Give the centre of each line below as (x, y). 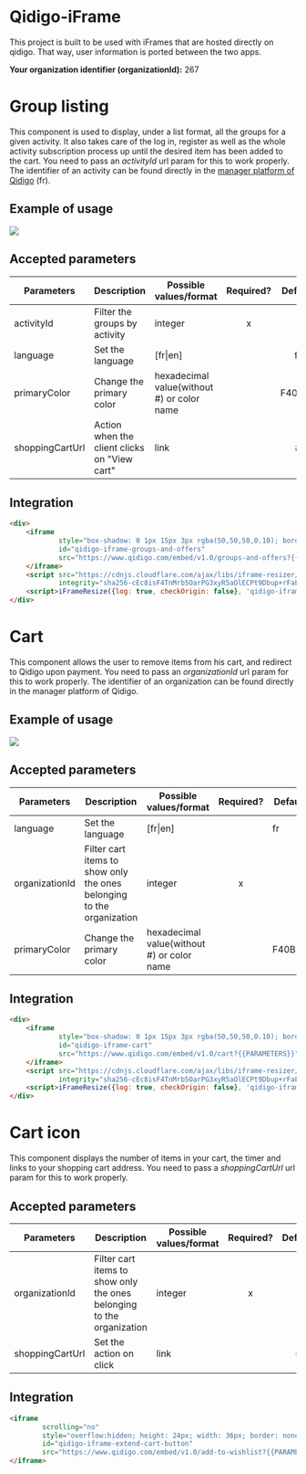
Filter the (113, 311)
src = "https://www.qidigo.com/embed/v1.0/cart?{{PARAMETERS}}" (178, 1053)
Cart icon (45, 1133)
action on (114, 1353)
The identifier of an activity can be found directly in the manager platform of (152, 170)
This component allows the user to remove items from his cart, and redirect (151, 662)
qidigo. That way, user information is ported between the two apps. (136, 51)
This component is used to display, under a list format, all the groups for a (148, 132)
